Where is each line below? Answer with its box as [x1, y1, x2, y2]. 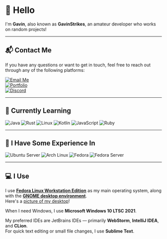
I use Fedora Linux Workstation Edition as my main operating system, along [5, 188, 162, 194]
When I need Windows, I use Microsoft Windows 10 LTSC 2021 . [5, 208, 137, 214]
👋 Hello [5, 4, 35, 16]
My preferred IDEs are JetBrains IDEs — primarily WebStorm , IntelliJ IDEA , [5, 218, 159, 224]
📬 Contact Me [5, 46, 52, 54]
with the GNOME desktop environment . [5, 193, 87, 199]
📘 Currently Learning [5, 107, 71, 115]
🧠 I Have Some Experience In [5, 139, 95, 147]
